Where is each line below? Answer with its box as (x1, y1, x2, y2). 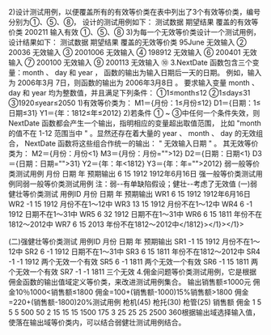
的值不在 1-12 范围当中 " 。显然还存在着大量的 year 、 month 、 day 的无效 (8, 129, 256, 138)
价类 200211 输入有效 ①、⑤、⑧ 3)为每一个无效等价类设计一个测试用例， (8, 28, 260, 36)
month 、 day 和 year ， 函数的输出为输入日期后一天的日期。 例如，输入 (22, 68, 262, 77)
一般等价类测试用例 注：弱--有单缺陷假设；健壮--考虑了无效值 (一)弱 (29, 179, 257, 189)
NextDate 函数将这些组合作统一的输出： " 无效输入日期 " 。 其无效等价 (23, 138, 259, 148)
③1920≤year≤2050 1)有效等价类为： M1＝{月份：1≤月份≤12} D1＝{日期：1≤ (8, 98, 261, 108)
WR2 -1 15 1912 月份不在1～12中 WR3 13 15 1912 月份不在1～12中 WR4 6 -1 (8, 199, 253, 209)
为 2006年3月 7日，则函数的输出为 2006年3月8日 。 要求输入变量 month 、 (8, 78, 259, 87)
